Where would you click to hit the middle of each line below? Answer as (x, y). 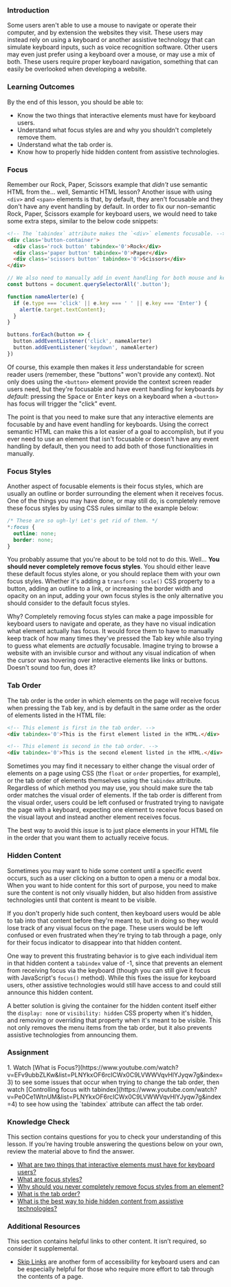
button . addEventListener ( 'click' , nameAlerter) (83, 341)
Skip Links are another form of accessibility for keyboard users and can (118, 1262)
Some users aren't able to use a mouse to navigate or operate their (102, 25)
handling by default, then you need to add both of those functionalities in (110, 446)
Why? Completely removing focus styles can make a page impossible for (110, 617)
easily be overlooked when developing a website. (77, 69)
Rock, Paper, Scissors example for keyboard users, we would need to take (112, 213)
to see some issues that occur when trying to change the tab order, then (117, 1082)
